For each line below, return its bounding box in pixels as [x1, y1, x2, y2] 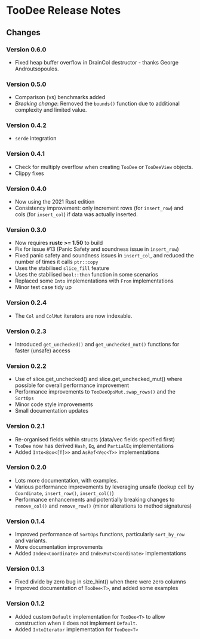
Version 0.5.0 [6, 80, 47, 88]
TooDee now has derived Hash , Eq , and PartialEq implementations [14, 442, 174, 449]
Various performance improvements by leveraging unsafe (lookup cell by [14, 483, 194, 490]
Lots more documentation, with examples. [14, 477, 118, 484]
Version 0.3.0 [6, 225, 47, 234]
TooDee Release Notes [6, 4, 121, 17]
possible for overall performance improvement [14, 382, 130, 389]
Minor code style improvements [14, 401, 94, 408]
